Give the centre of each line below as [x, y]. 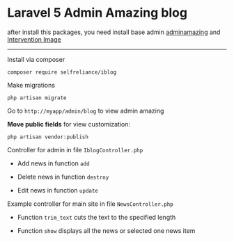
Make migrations [31, 85]
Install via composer [36, 59]
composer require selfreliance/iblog [62, 72]
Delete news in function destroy [63, 177]
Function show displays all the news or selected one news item [106, 230]
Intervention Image [34, 39]
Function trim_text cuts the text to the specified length [96, 217]
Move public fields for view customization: [69, 124]
